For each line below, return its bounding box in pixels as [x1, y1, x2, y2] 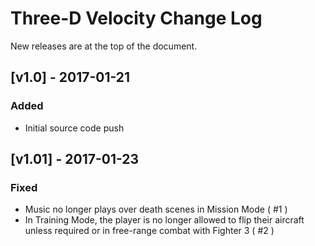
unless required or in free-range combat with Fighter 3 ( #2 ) [24, 225, 275, 237]
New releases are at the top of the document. [10, 40, 198, 52]
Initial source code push [24, 122, 125, 134]
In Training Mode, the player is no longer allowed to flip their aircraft [24, 214, 305, 226]
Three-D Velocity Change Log [10, 7, 263, 30]
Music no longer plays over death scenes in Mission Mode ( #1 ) [24, 203, 288, 216]
